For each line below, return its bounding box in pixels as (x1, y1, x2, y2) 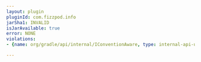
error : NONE (6, 31, 36, 37)
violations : (6, 36, 36, 42)
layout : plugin (6, 8, 44, 15)
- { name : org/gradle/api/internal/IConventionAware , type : (6, 42, 157, 48)
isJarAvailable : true (6, 25, 60, 31)
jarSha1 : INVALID (6, 19, 50, 25)
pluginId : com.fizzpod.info (6, 14, 77, 20)
